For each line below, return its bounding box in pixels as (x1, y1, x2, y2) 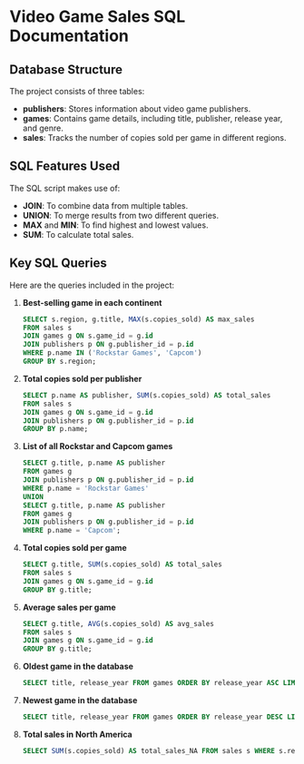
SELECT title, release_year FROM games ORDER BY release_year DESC (22, 712, 284, 721)
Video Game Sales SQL (9, 6, 186, 27)
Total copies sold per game (22, 543, 127, 553)
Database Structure (9, 62, 123, 77)
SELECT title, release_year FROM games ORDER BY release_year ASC (22, 679, 279, 688)
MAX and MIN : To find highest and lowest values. (22, 220, 209, 230)
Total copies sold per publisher (22, 373, 142, 384)
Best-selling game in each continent (22, 297, 162, 308)
